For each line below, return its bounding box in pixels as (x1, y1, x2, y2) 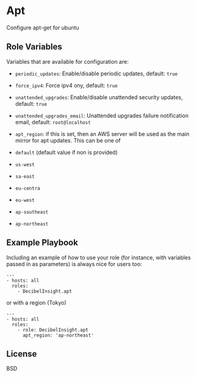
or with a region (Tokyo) (6, 299, 67, 306)
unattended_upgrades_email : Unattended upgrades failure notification (15, 111, 189, 119)
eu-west (15, 197, 35, 203)
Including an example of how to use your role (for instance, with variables (6, 253, 191, 261)
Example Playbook (6, 237, 78, 248)
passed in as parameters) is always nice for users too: (6, 260, 142, 267)
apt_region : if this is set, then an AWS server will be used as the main (15, 130, 190, 138)
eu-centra (15, 185, 41, 192)
